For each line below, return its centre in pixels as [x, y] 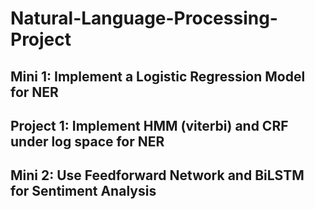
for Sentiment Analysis [83, 191]
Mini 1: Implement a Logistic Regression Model [158, 76]
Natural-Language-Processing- [144, 18]
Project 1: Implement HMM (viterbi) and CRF [149, 125]
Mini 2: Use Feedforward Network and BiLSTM [157, 175]
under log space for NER [87, 141]
